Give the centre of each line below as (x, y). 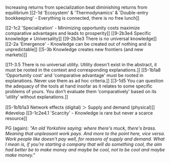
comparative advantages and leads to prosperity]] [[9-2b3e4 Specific (78, 33)
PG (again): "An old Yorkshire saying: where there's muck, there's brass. (81, 128)
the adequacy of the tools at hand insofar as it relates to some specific (79, 86)
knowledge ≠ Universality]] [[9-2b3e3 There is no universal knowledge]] (81, 38)
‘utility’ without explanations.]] (37, 97)
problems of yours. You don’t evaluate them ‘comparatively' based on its (81, 91)
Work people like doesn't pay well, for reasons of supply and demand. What (85, 139)
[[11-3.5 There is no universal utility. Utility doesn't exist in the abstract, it (81, 65)
